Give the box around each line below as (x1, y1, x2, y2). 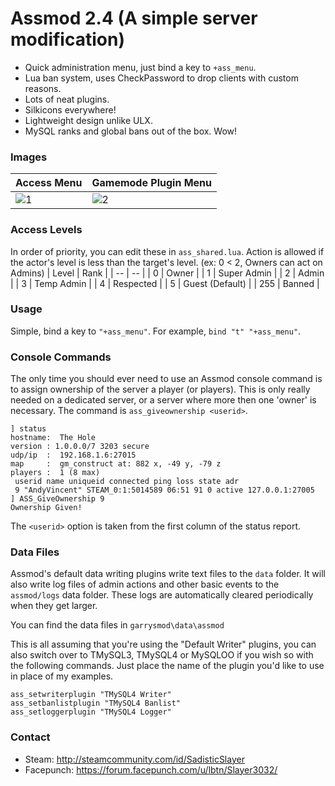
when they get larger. (10, 600, 98, 612)
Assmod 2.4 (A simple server (10, 7, 258, 30)
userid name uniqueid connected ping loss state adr (14, 477, 240, 487)
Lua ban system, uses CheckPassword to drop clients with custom (24, 72, 299, 84)
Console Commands (10, 350, 112, 364)
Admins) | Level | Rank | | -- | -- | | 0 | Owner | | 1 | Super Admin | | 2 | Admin (10, 267, 325, 279)
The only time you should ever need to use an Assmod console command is (10, 373, 323, 385)
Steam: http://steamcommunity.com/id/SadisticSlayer (24, 753, 245, 765)
